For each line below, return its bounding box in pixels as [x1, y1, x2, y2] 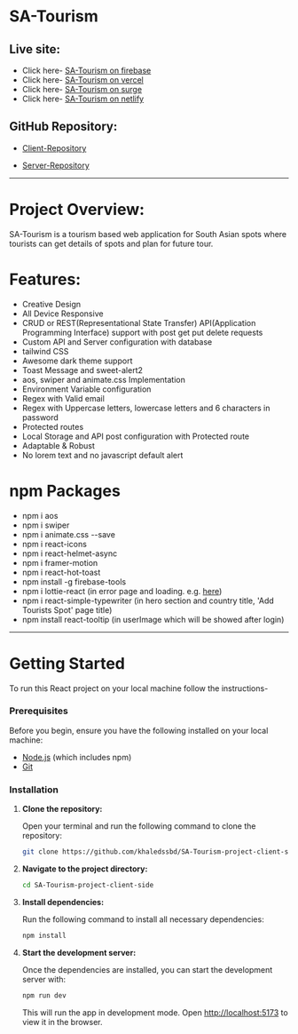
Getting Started [9, 653, 126, 673]
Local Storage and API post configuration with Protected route [21, 431, 250, 441]
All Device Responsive [21, 308, 104, 319]
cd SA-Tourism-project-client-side [21, 881, 154, 890]
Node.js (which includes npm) [21, 752, 132, 762]
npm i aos [21, 510, 59, 521]
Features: [9, 269, 82, 290]
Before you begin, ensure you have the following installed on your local [9, 725, 269, 736]
